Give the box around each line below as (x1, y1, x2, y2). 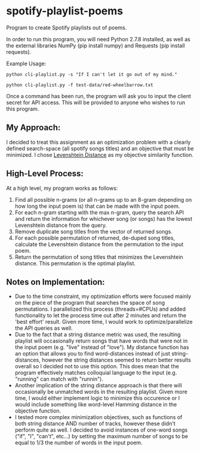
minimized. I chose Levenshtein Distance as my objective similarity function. (6, 151, 194, 158)
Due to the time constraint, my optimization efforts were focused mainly (14, 293, 192, 300)
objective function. (14, 407, 61, 414)
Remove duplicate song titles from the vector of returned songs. (14, 227, 173, 235)
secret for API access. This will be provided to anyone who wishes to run (6, 99, 185, 106)
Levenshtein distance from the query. (14, 222, 107, 229)
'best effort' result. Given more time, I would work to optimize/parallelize (14, 318, 193, 326)
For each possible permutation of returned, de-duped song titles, (14, 234, 175, 241)
